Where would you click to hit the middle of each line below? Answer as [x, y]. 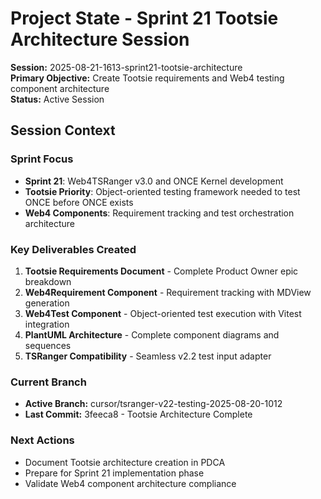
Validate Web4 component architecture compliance [130, 483]
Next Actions [42, 440]
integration [47, 324]
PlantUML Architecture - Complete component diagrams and [152, 334]
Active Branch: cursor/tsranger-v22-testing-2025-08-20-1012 [153, 404]
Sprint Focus [42, 159]
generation [47, 303]
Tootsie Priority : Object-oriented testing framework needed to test [162, 191]
